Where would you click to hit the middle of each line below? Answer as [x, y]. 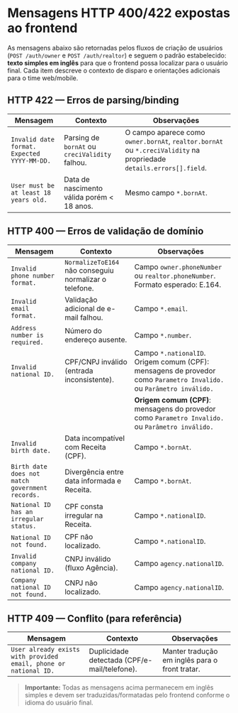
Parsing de [81, 138]
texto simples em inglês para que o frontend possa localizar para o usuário [118, 62]
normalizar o [86, 279]
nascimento [83, 188]
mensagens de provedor [175, 371]
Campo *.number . [163, 335]
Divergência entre [94, 472]
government [29, 488]
